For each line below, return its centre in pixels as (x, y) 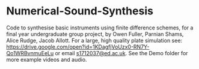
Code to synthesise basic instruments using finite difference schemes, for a (100, 28)
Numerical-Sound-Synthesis (80, 11)
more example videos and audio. (47, 59)
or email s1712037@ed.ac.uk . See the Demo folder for (121, 53)
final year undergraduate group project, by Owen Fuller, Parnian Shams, (95, 34)
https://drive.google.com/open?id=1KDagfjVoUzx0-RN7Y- (78, 47)
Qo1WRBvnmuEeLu (30, 53)
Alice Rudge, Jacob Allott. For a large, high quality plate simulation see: (94, 40)
